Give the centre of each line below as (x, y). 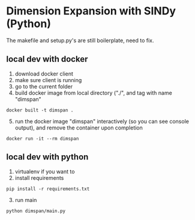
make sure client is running (48, 80)
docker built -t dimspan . (40, 110)
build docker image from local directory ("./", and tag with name (93, 93)
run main (26, 200)
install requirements (39, 177)
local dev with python (47, 157)
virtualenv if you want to (45, 171)
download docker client (44, 74)
